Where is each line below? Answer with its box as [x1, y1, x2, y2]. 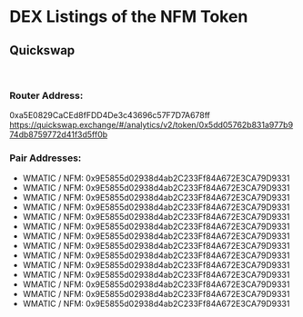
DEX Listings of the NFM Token [9, 6, 248, 27]
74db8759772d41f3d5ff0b [9, 129, 108, 140]
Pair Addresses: [9, 152, 82, 164]
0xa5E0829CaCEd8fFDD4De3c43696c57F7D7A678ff [9, 110, 211, 121]
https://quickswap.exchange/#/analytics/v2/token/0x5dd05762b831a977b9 [9, 120, 294, 131]
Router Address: [9, 89, 84, 102]
